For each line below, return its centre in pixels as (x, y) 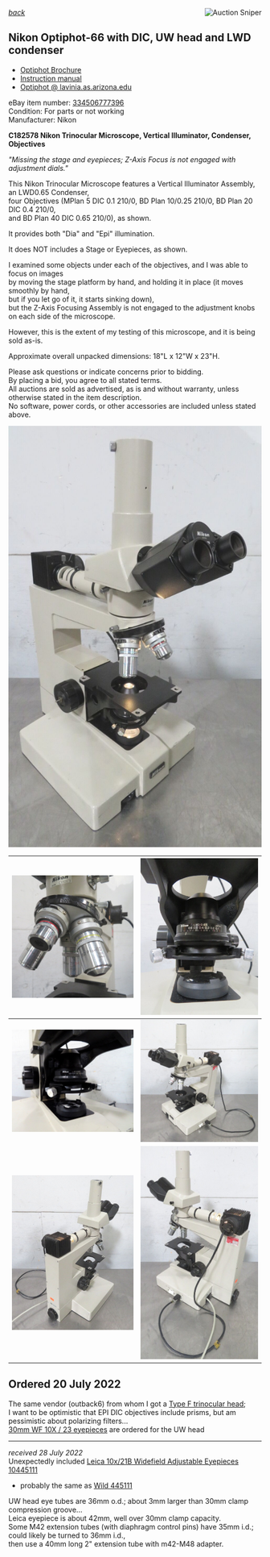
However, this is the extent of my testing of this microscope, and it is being (132, 331)
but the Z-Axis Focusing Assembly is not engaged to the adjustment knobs (132, 307)
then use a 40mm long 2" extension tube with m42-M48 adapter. (116, 1543)
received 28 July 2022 (45, 1452)
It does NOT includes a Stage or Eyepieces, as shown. (98, 249)
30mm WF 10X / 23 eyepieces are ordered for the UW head (106, 1429)
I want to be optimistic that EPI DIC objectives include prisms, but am (122, 1412)
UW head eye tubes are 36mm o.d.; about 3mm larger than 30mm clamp (129, 1501)
